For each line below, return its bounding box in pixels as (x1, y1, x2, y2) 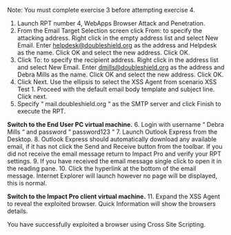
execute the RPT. (17, 107, 66, 115)
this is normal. (7, 179, 47, 187)
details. (7, 207, 28, 215)
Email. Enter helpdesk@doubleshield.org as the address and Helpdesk (17, 41, 217, 49)
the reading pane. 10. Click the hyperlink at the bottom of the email (7, 165, 197, 172)
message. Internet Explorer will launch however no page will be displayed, (7, 172, 218, 180)
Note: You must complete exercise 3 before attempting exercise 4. (7, 6, 195, 14)
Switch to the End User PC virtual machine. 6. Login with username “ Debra (7, 121, 224, 128)
